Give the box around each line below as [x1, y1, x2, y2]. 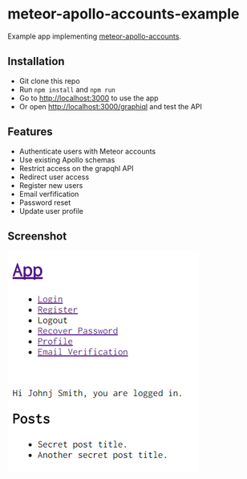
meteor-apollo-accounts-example [7, 5, 240, 23]
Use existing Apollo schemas [18, 154, 115, 165]
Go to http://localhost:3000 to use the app [18, 93, 159, 103]
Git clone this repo [18, 76, 81, 85]
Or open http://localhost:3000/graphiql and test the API [18, 101, 202, 111]
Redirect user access [18, 172, 90, 182]
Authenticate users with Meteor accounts [18, 146, 156, 156]
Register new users [18, 180, 83, 190]
